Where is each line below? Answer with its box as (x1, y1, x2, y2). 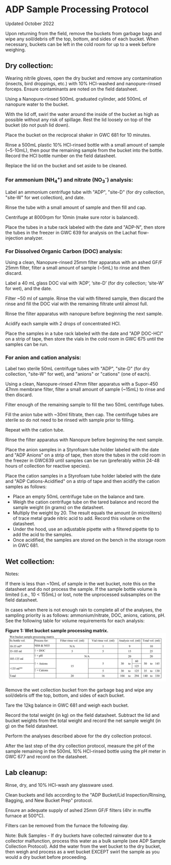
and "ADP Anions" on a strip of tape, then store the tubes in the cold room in (5, 452, 166, 458)
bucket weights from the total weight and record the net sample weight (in (5, 717, 161, 724)
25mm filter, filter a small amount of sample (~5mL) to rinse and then (5, 265, 150, 271)
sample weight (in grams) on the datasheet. (12, 504, 105, 511)
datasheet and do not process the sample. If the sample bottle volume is (5, 586, 157, 592)
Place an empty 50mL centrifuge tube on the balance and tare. (12, 494, 145, 500)
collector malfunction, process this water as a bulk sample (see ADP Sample (5, 837, 166, 844)
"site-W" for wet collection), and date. (5, 194, 85, 200)
